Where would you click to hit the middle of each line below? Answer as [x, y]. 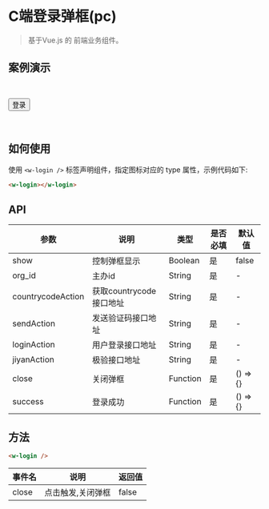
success [28, 402]
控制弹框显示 [116, 261]
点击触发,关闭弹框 [78, 492]
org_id [24, 275]
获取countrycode [124, 291]
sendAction [34, 323]
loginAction [34, 345]
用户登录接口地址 [124, 345]
